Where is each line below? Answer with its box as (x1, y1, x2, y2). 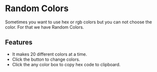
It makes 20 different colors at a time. (12, 51, 87, 57)
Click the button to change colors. (12, 56, 80, 62)
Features (5, 38, 33, 47)
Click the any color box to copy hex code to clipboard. (12, 61, 121, 67)
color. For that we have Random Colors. (5, 24, 84, 30)
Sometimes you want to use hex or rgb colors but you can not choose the (5, 19, 152, 25)
